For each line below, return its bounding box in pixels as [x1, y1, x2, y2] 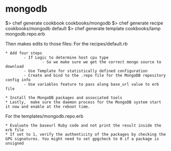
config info [5, 77, 31, 82]
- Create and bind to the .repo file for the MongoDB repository [24, 72, 166, 78]
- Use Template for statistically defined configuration [24, 68, 147, 73]
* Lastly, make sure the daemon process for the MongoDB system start [5, 99, 161, 105]
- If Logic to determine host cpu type [24, 55, 109, 60]
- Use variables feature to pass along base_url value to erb [24, 82, 159, 87]
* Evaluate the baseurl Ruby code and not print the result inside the [5, 123, 161, 128]
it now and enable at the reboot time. [5, 104, 91, 109]
